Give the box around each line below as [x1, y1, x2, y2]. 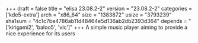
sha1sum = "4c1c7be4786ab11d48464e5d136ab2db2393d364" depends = [5, 18, 187, 24]
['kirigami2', [5, 24, 34, 31]
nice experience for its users [5, 30, 75, 37]
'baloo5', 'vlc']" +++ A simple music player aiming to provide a [35, 24, 188, 31]
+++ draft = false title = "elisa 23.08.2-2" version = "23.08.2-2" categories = [5, 5, 193, 12]
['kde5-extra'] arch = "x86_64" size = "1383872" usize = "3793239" [5, 11, 172, 18]
